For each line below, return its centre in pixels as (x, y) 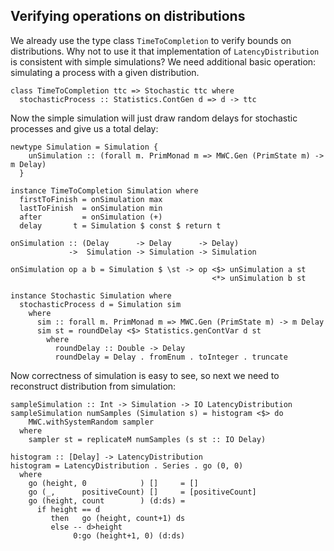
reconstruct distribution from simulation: (93, 386)
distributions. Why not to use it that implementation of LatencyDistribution (165, 51)
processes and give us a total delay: (84, 128)
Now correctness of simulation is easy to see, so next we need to (145, 375)
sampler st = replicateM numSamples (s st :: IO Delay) (147, 439)
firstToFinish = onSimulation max (91, 199)
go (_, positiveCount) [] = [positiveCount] (142, 492)
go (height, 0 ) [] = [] (113, 483)
